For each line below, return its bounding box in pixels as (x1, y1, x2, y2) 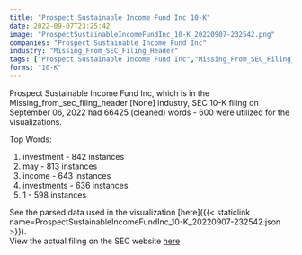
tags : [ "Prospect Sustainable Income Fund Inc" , (9, 55, 195, 64)
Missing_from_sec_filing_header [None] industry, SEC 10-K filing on (9, 97, 259, 108)
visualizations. (9, 116, 63, 127)
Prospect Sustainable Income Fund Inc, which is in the (9, 87, 210, 99)
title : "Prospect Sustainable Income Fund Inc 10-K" (9, 13, 211, 22)
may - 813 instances (22, 161, 98, 171)
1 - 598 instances (22, 189, 87, 200)
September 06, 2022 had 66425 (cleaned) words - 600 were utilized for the (9, 107, 290, 118)
